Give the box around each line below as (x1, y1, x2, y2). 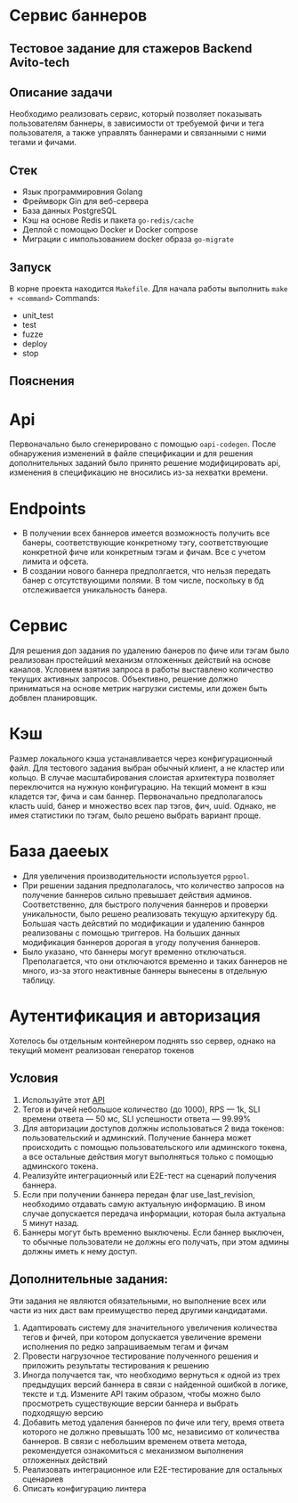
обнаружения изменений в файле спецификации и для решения (9, 448, 254, 459)
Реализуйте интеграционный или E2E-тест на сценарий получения (21, 1170, 277, 1180)
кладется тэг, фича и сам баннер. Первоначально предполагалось (9, 791, 263, 802)
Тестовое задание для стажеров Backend (9, 41, 253, 56)
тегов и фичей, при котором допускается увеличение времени (21, 1331, 262, 1342)
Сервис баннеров (9, 5, 148, 26)
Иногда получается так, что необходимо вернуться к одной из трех (21, 1369, 281, 1380)
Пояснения (9, 373, 75, 388)
